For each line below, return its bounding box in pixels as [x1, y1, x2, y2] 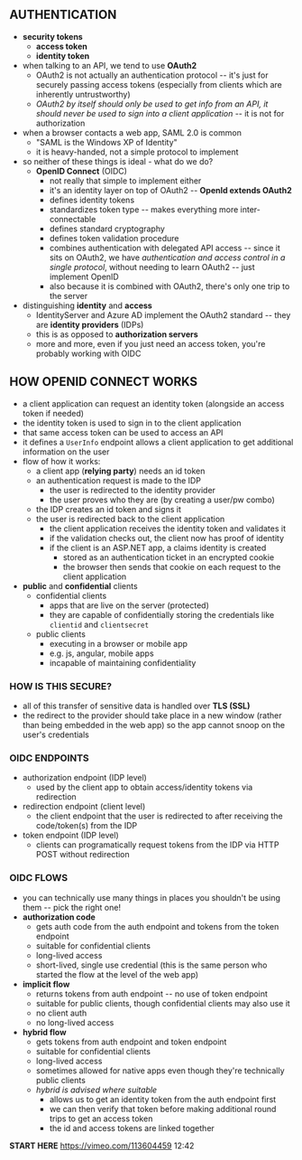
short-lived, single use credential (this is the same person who [35, 959, 268, 970]
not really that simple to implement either [49, 175, 202, 186]
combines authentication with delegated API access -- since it [49, 242, 281, 253]
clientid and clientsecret [49, 619, 150, 630]
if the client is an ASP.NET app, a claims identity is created [49, 542, 267, 553]
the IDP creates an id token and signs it [35, 503, 182, 514]
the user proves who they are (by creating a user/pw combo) [49, 494, 275, 505]
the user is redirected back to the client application [35, 513, 225, 524]
